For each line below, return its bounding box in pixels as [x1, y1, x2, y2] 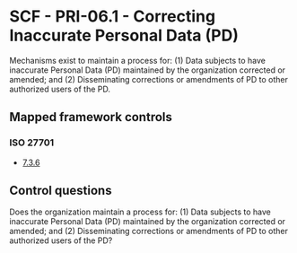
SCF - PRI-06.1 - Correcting [9, 6, 216, 27]
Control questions [9, 183, 112, 198]
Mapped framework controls [9, 109, 173, 125]
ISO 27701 [9, 136, 55, 149]
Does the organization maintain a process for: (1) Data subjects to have [9, 206, 271, 217]
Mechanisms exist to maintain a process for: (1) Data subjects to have [9, 55, 266, 65]
